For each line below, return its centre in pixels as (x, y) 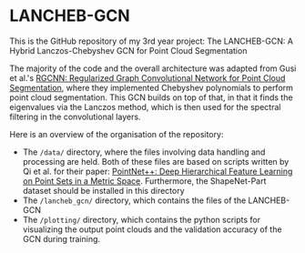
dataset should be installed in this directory (103, 190)
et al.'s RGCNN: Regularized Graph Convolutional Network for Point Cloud (147, 77)
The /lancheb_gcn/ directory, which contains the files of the (134, 200)
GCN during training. (61, 238)
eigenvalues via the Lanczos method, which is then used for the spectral (145, 106)
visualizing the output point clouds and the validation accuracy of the (152, 229)
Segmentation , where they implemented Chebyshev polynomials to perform (152, 87)
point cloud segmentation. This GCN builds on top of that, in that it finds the (151, 97)
